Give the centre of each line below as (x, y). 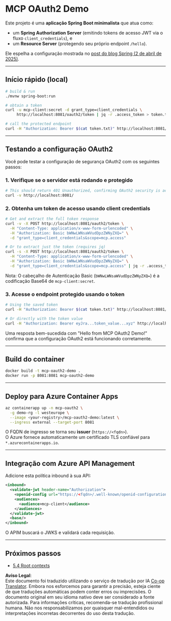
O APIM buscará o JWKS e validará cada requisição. (60, 533)
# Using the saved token (32, 305)
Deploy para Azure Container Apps (62, 396)
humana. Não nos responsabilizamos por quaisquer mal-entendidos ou (80, 608)
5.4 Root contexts (31, 566)
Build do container (35, 359)
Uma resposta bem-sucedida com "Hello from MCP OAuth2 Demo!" (76, 333)
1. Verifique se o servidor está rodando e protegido (69, 180)
